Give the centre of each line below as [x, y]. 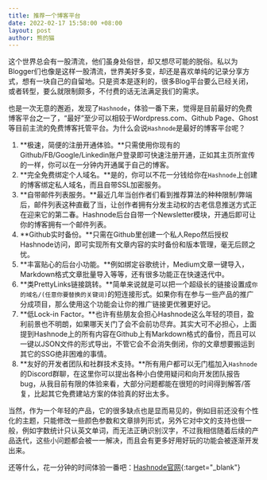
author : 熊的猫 [31, 38]
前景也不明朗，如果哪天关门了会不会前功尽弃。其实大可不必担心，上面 [141, 324]
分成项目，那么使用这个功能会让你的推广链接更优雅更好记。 [117, 304]
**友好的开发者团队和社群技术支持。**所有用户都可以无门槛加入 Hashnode [139, 364]
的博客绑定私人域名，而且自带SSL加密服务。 [92, 185]
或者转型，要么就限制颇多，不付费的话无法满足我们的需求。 [106, 92]
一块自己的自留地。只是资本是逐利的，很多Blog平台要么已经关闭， [144, 81]
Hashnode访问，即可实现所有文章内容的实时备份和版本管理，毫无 [127, 244]
